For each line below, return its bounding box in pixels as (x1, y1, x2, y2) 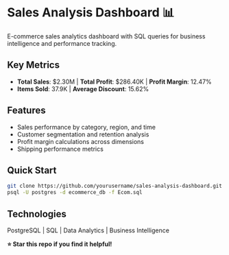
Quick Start (7, 165, 57, 176)
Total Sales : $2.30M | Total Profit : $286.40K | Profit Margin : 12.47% (16, 77, 213, 86)
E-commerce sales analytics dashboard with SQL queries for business (7, 32, 206, 40)
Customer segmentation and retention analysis (16, 130, 149, 138)
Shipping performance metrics (16, 145, 104, 153)
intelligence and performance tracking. (7, 39, 117, 47)
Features (7, 105, 46, 117)
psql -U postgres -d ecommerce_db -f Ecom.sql (7, 189, 143, 196)
